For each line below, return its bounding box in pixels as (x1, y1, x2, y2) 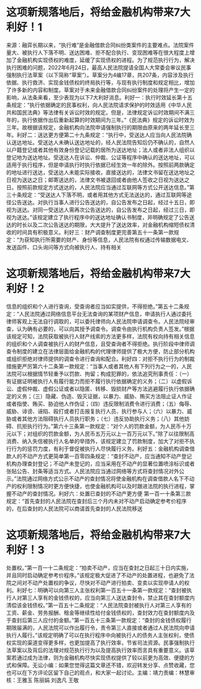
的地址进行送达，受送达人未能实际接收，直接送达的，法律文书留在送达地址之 (6, 168, 195, 176)
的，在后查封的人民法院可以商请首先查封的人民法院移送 (6, 504, 142, 512)
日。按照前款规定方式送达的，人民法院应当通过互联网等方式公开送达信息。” (6, 183, 190, 191)
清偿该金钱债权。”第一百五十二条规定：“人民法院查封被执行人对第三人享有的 (6, 602, 192, 609)
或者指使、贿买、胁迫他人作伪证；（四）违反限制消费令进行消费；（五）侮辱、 (6, 400, 195, 407)
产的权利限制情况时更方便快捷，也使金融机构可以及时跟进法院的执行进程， (6, 482, 190, 489)
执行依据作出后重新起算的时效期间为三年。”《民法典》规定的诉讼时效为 (22, 116, 195, 123)
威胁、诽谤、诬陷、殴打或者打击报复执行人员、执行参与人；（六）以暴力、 (6, 407, 187, 415)
